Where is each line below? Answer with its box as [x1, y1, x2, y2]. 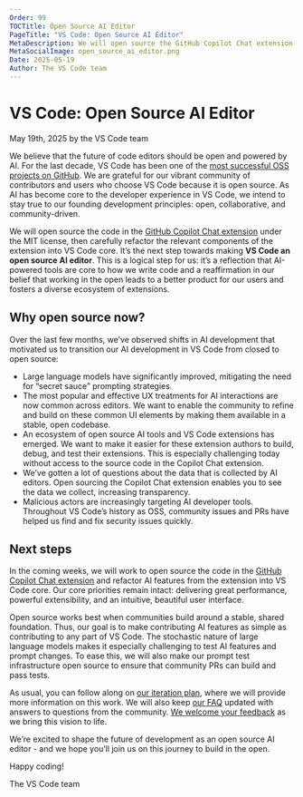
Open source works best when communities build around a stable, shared [9, 612, 285, 623]
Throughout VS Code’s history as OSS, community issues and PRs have [22, 505, 289, 517]
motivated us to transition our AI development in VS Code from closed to [9, 344, 280, 355]
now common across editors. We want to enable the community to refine [22, 400, 294, 411]
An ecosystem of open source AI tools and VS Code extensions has [22, 428, 275, 440]
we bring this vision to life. [9, 716, 108, 727]
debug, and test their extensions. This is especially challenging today [22, 448, 280, 459]
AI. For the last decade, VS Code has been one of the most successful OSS [9, 160, 289, 170]
